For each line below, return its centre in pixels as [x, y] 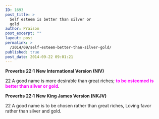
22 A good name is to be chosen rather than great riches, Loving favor [78, 106]
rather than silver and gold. [33, 111]
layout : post [19, 38]
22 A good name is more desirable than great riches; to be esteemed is [79, 81]
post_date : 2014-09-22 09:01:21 [39, 57]
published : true [22, 52]
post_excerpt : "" [23, 33]
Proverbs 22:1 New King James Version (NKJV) [56, 96]
